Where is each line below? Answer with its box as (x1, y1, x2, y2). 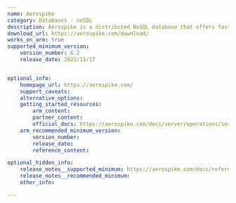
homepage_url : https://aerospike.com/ (20, 81, 133, 89)
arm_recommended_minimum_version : (20, 127, 121, 134)
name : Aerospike (7, 10, 55, 18)
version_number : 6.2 (20, 50, 80, 57)
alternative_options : (20, 94, 83, 102)
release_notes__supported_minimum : (20, 166, 124, 173)
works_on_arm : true (7, 37, 65, 44)
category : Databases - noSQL (7, 17, 93, 24)
